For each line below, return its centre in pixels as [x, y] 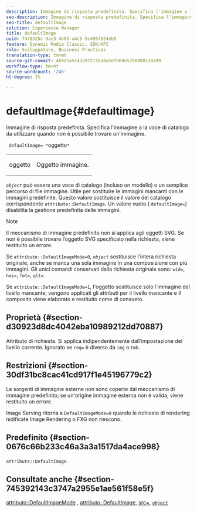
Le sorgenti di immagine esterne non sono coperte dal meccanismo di [91, 389]
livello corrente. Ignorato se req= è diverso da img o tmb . [73, 347]
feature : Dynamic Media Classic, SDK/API [57, 45]
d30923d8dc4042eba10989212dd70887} [85, 327]
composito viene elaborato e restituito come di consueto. [75, 299]
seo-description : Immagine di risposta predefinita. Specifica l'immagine [99, 17]
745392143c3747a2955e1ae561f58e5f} [80, 488]
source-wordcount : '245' [36, 72]
